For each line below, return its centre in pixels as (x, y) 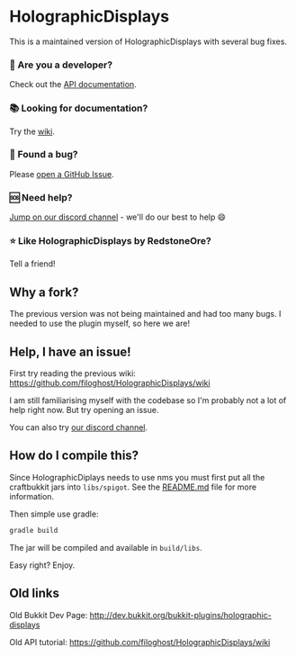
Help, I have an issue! (71, 351)
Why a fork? (44, 292)
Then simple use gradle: (54, 514)
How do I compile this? (74, 456)
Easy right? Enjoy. (42, 565)
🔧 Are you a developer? (61, 65)
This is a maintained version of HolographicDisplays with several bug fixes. (148, 41)
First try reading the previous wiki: (73, 373)
